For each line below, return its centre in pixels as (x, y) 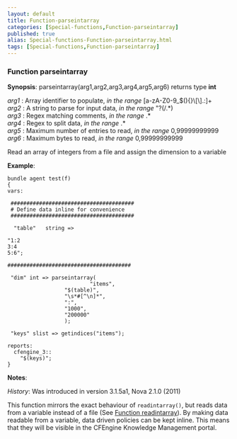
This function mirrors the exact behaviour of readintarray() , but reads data (117, 405)
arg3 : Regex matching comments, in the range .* (79, 116)
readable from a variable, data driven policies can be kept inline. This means (118, 420)
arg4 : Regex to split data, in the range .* (67, 123)
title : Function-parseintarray (53, 21)
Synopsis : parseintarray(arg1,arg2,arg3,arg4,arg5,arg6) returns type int (112, 87)
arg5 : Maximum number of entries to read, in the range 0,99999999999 (113, 131)
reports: (20, 346)
